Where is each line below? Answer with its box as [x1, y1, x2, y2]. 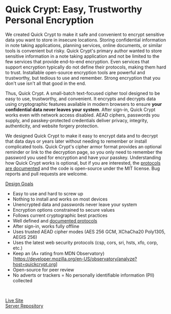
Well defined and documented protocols [12, 217, 97, 223]
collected [12, 277, 33, 283]
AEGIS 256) [12, 234, 37, 240]
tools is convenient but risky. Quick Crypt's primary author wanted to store [5, 48, 162, 54]
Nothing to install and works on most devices [12, 196, 108, 202]
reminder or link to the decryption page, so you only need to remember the [5, 149, 163, 155]
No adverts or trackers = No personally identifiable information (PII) [12, 272, 155, 278]
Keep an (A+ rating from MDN [12, 250, 76, 256]
